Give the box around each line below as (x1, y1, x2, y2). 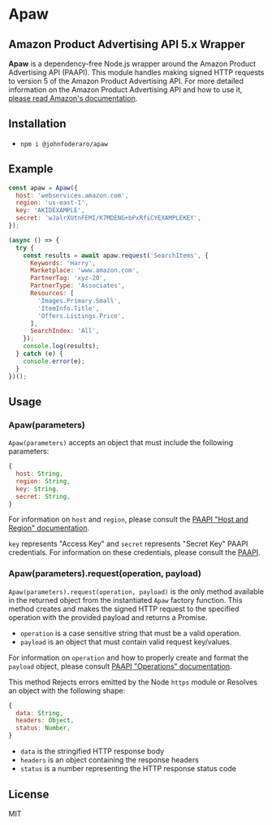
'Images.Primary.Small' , (37, 296, 122, 305)
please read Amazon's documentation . (8, 94, 138, 103)
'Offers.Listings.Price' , (37, 312, 126, 320)
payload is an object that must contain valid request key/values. (19, 636, 232, 647)
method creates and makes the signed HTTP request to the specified (8, 604, 240, 613)
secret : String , (15, 492, 71, 500)
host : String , (15, 469, 63, 478)
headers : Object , (15, 717, 75, 725)
